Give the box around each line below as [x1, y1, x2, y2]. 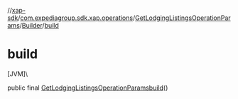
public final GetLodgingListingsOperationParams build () [7, 83, 168, 92]
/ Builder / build [19, 21, 59, 29]
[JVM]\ [7, 69, 28, 78]
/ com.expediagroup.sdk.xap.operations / [17, 14, 136, 22]
